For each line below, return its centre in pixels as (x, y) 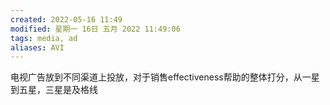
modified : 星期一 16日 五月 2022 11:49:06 (95, 29)
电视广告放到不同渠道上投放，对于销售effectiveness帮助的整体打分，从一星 (165, 77)
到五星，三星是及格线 (54, 90)
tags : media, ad (44, 38)
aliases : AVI (37, 47)
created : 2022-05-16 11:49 (66, 19)
